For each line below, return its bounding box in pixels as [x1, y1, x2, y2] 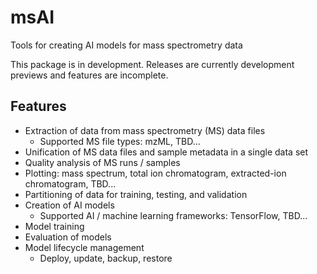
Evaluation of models [24, 231, 112, 243]
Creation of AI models [24, 199, 115, 211]
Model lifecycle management [24, 241, 145, 253]
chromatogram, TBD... [24, 177, 117, 190]
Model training [24, 220, 85, 232]
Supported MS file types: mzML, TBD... [39, 135, 201, 147]
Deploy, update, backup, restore [39, 252, 173, 264]
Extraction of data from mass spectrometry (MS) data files [24, 124, 266, 136]
